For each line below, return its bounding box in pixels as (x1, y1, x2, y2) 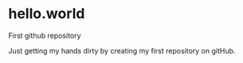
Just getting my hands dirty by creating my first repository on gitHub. (8, 46, 236, 55)
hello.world (8, 5, 85, 23)
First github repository (8, 31, 81, 40)
